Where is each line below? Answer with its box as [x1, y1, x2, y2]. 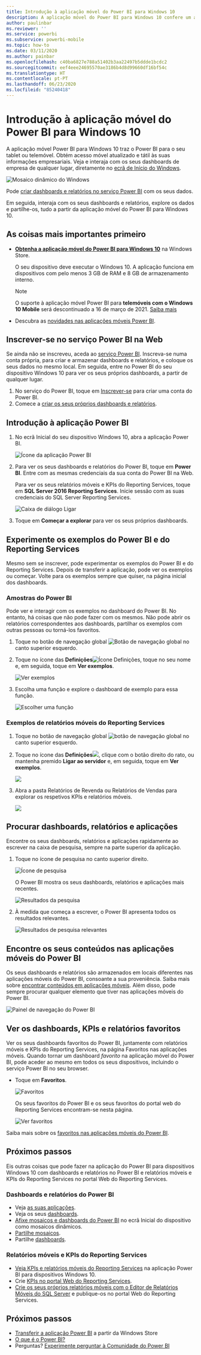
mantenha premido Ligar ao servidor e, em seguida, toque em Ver [14, 757, 179, 764]
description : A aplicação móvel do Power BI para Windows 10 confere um [6, 14, 191, 20]
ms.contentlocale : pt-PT [6, 76, 68, 82]
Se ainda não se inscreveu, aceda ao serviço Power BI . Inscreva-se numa [6, 350, 187, 357]
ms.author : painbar [6, 53, 55, 59]
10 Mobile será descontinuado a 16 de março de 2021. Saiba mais [14, 305, 177, 312]
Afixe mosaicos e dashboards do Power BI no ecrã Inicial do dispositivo [14, 1217, 191, 1224]
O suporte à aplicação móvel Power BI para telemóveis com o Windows [14, 299, 193, 306]
